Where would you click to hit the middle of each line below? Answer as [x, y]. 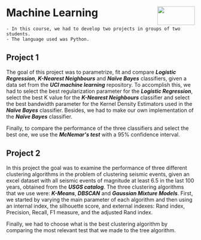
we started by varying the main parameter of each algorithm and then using [99, 199]
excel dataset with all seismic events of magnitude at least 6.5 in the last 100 [100, 180]
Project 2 [23, 154]
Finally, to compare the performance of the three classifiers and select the [98, 128]
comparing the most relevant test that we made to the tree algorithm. [91, 230]
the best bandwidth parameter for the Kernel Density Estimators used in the [99, 104]
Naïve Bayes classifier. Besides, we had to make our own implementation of [100, 110]
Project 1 [22, 58]
